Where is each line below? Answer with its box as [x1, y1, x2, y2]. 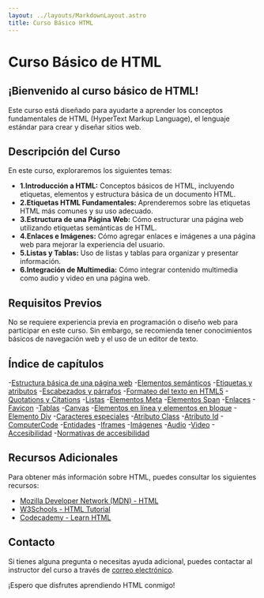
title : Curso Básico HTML [8, 19, 93, 27]
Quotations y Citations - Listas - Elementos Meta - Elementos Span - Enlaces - [8, 394, 256, 404]
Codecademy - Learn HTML [19, 513, 111, 522]
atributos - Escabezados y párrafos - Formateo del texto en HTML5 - [8, 386, 229, 396]
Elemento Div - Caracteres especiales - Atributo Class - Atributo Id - [8, 412, 224, 421]
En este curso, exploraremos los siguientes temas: [8, 166, 172, 175]
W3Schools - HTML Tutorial [19, 504, 111, 513]
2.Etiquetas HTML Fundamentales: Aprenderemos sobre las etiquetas [19, 198, 251, 208]
